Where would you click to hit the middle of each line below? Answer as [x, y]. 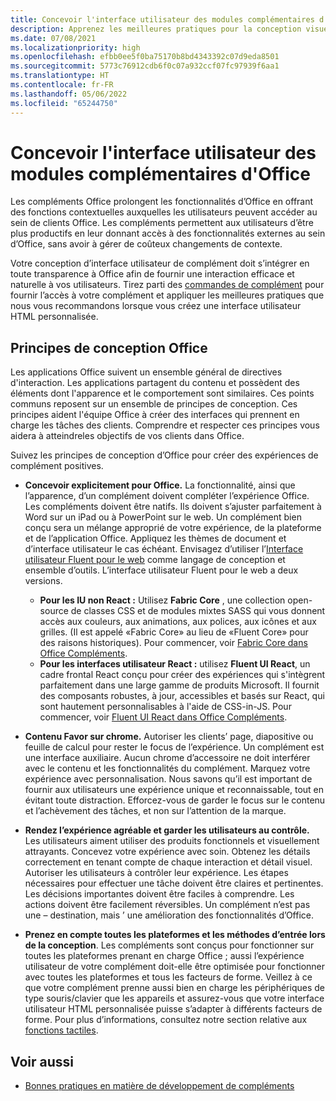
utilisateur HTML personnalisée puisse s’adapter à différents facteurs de [173, 1009]
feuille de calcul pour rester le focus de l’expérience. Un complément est [174, 747]
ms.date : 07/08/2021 [53, 38]
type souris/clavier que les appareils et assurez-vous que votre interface [174, 998]
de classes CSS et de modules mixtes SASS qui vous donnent [198, 611]
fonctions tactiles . [61, 1030]
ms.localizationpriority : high [75, 47]
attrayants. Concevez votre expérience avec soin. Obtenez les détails [167, 852]
